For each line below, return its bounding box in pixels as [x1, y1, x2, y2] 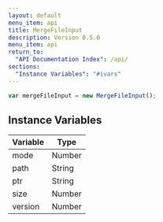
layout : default [8, 11, 61, 20]
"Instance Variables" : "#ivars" [15, 70, 122, 78]
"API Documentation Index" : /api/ [15, 56, 128, 64]
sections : [8, 63, 41, 71]
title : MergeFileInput [8, 26, 83, 34]
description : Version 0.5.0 [8, 33, 101, 42]
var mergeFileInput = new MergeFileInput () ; [8, 91, 157, 99]
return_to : [8, 48, 44, 56]
